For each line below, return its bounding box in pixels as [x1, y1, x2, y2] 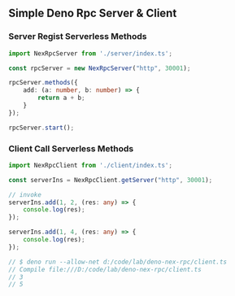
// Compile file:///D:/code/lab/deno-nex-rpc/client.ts [8, 265, 202, 273]
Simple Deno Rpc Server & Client [8, 7, 177, 20]
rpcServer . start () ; [8, 124, 75, 132]
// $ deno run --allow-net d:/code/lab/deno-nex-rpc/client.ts [8, 258, 228, 266]
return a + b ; [37, 94, 85, 102]
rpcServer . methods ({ [8, 79, 79, 87]
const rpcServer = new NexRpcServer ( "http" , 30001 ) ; [8, 64, 191, 72]
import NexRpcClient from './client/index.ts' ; [8, 161, 173, 169]
